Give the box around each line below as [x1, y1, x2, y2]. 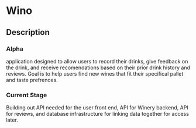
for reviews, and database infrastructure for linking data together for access [6, 111, 189, 118]
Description [6, 27, 50, 37]
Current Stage [6, 91, 47, 99]
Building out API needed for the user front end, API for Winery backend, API [6, 104, 188, 111]
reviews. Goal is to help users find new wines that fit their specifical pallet [6, 70, 184, 77]
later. [6, 116, 19, 123]
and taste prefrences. [6, 76, 59, 83]
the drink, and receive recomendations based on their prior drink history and [6, 64, 191, 71]
